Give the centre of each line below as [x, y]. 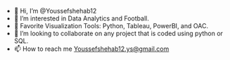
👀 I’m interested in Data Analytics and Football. [81, 18]
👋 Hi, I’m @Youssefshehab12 [55, 11]
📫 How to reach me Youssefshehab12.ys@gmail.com [91, 49]
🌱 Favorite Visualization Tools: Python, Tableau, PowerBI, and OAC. [111, 26]
